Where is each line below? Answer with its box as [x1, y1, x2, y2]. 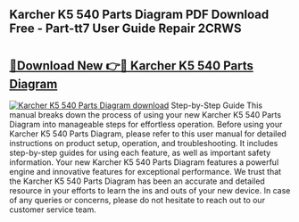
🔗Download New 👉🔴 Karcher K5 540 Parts [9, 58, 254, 73]
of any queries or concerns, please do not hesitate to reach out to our [9, 195, 266, 205]
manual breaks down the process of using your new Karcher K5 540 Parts [9, 110, 282, 119]
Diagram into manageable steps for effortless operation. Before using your [9, 119, 283, 129]
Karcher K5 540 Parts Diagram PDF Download [9, 7, 270, 22]
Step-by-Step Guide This [170, 100, 263, 111]
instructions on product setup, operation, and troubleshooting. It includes [9, 138, 278, 148]
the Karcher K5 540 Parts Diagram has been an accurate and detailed [9, 176, 265, 186]
